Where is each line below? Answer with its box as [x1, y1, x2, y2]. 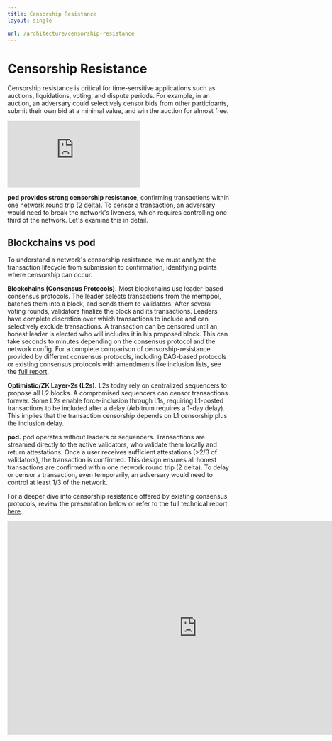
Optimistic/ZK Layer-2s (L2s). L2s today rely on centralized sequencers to [7, 381, 227, 390]
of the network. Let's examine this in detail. [22, 216, 149, 225]
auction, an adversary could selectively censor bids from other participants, [7, 99, 229, 107]
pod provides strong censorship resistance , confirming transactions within [7, 193, 229, 202]
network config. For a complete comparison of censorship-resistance [7, 345, 211, 353]
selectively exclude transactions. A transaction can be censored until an [7, 322, 218, 331]
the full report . [7, 368, 50, 376]
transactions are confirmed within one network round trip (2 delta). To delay [7, 463, 229, 471]
